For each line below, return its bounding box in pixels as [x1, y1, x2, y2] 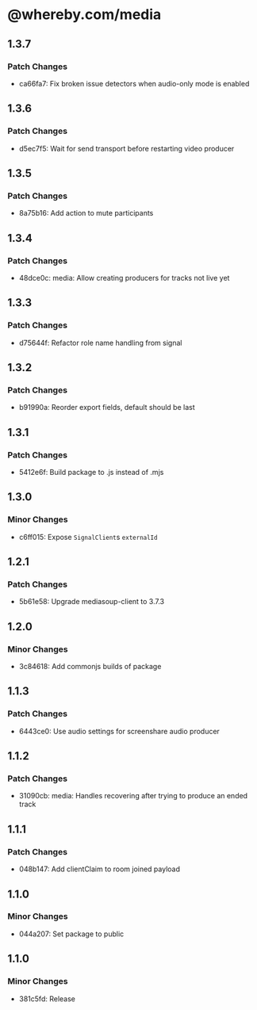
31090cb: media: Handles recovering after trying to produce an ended [18, 791, 247, 801]
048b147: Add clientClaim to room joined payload [18, 864, 180, 874]
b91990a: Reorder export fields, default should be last [18, 403, 195, 412]
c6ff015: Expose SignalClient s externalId [18, 532, 158, 541]
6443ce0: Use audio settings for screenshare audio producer [18, 726, 220, 736]
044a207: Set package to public [18, 929, 125, 939]
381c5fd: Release [18, 993, 76, 1004]
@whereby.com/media [7, 6, 162, 24]
